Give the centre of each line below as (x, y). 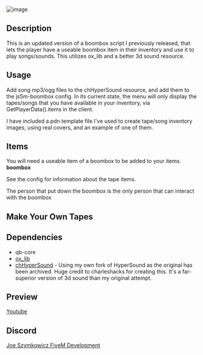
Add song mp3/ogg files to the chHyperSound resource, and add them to (98, 90)
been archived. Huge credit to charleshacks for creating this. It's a (98, 271)
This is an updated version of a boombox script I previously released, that (98, 43)
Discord (22, 330)
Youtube (17, 312)
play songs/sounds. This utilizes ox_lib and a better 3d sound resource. (95, 56)
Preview (22, 297)
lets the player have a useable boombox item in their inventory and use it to (100, 49)
